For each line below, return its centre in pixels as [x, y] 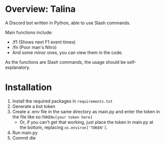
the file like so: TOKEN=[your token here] [52, 117]
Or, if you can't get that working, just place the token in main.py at [86, 122]
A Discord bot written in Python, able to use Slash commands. [68, 23]
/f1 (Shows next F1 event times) [44, 42]
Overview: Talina [40, 9]
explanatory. [18, 67]
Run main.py [25, 133]
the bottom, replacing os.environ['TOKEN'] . [64, 127]
